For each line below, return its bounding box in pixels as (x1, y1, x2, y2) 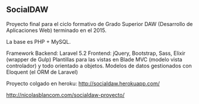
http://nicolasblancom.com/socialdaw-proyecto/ (6, 91, 125, 98)
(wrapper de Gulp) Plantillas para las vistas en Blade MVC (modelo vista (6, 56, 183, 63)
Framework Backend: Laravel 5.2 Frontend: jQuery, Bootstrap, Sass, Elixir (6, 50, 186, 57)
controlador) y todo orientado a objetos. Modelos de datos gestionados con (6, 62, 192, 69)
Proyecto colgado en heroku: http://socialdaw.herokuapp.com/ (6, 80, 160, 87)
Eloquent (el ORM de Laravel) (6, 68, 79, 76)
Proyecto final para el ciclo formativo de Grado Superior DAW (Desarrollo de (6, 20, 193, 27)
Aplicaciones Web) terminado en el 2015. (6, 27, 107, 34)
